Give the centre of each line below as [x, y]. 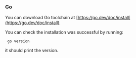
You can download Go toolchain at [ [42, 18]
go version [18, 41]
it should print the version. [32, 51]
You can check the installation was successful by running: [64, 32]
